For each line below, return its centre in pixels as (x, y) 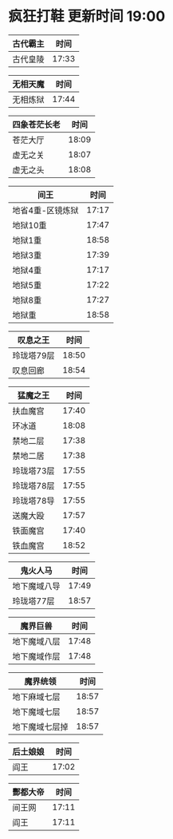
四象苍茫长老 (37, 125)
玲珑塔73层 (33, 470)
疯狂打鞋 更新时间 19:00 (87, 16)
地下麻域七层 (37, 697)
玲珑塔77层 (33, 601)
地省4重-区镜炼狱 (45, 210)
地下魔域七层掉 (41, 726)
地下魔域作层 (37, 656)
